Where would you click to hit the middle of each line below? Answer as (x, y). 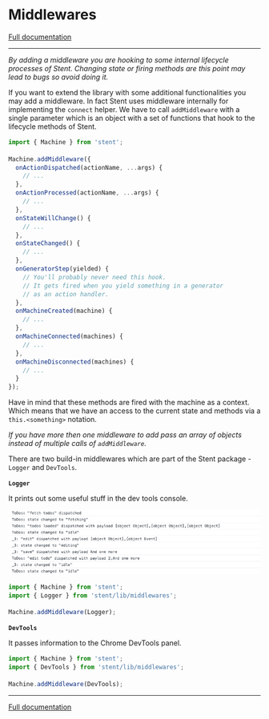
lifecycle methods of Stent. (53, 127)
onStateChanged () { (48, 243)
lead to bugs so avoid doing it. (58, 77)
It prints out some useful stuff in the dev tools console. (98, 499)
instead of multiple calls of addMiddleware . (77, 444)
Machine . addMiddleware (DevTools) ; (66, 684)
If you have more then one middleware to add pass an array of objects (125, 435)
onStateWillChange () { (53, 218)
